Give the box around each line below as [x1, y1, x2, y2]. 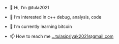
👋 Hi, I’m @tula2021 [9, 5, 50, 10]
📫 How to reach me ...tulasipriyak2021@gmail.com [9, 33, 114, 39]
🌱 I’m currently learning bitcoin [9, 23, 72, 29]
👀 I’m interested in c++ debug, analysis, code [9, 14, 102, 20]
